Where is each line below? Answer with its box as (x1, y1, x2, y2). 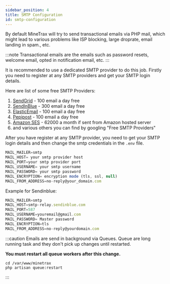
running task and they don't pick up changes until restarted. (5, 241, 131, 247)
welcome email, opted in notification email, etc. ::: (5, 57, 110, 63)
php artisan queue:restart (5, 265, 63, 270)
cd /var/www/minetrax (5, 261, 52, 266)
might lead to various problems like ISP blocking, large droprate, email (5, 36, 153, 42)
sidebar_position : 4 (5, 7, 50, 13)
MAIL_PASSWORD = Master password (5, 217, 74, 222)
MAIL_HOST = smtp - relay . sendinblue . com (5, 202, 86, 207)
